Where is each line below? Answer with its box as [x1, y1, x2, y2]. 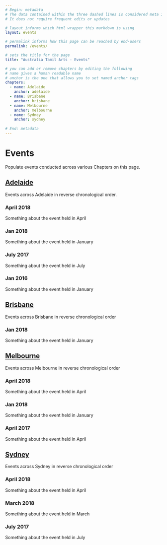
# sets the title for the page [5, 53, 70, 58]
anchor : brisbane [14, 98, 50, 103]
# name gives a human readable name [5, 70, 81, 76]
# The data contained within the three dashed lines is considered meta [5, 12, 159, 17]
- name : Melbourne [9, 103, 48, 108]
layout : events [5, 30, 37, 35]
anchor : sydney [14, 117, 46, 122]
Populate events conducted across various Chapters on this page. [5, 164, 141, 170]
